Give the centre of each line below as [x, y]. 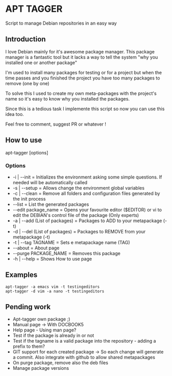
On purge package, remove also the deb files [61, 363]
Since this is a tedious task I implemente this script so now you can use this [85, 109]
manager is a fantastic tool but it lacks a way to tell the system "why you [82, 57]
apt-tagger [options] [27, 152]
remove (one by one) [27, 83]
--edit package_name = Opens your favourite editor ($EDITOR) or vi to [87, 210]
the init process [29, 199]
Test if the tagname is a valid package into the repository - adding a [84, 341]
